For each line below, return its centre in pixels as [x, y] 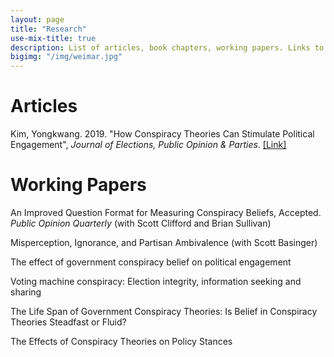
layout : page [37, 19]
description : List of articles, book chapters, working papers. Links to [167, 47]
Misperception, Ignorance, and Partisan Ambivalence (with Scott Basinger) [164, 242]
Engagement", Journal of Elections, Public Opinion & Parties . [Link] [148, 145]
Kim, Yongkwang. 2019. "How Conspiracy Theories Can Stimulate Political [162, 134]
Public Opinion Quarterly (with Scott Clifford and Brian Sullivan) [141, 223]
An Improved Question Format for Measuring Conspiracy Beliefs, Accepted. [166, 212]
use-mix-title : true [53, 38]
